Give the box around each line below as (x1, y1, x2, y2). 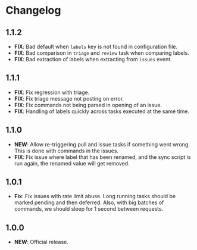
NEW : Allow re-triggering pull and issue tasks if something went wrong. (14, 140, 190, 148)
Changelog (5, 4, 61, 17)
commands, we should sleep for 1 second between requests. (14, 205, 164, 212)
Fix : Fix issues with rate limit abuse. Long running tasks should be (14, 193, 176, 200)
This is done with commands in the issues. (14, 147, 119, 154)
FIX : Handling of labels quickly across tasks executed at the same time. (14, 108, 190, 115)
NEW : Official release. (14, 239, 69, 246)
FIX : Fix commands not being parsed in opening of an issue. (14, 101, 162, 108)
